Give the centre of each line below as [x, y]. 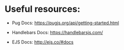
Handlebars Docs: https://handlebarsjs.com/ [57, 32]
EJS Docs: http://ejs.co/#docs [43, 42]
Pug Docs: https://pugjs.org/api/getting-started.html [65, 23]
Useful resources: [43, 9]
